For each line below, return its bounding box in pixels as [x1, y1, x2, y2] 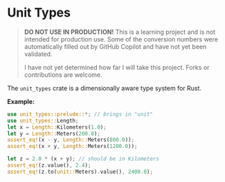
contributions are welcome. [24, 71, 102, 79]
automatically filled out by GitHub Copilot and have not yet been [24, 42, 207, 51]
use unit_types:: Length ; [7, 117, 79, 124]
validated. [24, 50, 53, 58]
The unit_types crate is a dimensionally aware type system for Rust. [7, 84, 202, 92]
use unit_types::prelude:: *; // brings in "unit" [7, 111, 154, 118]
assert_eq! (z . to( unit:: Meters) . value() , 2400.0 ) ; [7, 168, 154, 175]
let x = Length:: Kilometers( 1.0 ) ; [7, 123, 107, 131]
